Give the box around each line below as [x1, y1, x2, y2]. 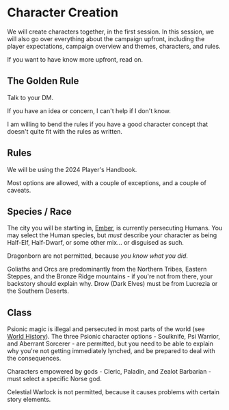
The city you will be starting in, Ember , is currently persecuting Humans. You [7, 224, 223, 232]
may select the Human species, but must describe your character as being [7, 231, 217, 239]
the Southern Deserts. [7, 287, 70, 296]
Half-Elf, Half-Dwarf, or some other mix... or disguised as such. [7, 239, 185, 247]
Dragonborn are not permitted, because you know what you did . [7, 252, 188, 260]
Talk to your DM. [7, 93, 53, 101]
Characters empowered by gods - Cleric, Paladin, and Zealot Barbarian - [7, 367, 212, 376]
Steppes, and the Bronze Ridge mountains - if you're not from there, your [7, 272, 213, 280]
